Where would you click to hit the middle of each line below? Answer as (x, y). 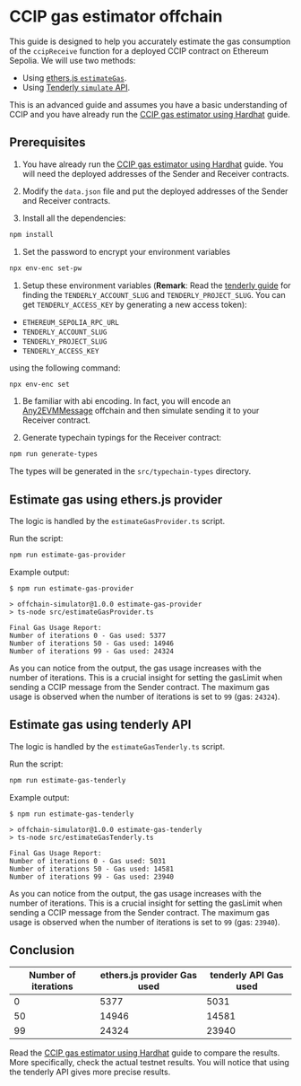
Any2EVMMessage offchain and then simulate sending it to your (141, 411)
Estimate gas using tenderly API (100, 725)
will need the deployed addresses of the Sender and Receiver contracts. (155, 173)
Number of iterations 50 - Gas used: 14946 (92, 644)
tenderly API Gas (247, 976)
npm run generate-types (54, 454)
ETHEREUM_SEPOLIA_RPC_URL (70, 322)
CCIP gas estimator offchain (116, 17)
